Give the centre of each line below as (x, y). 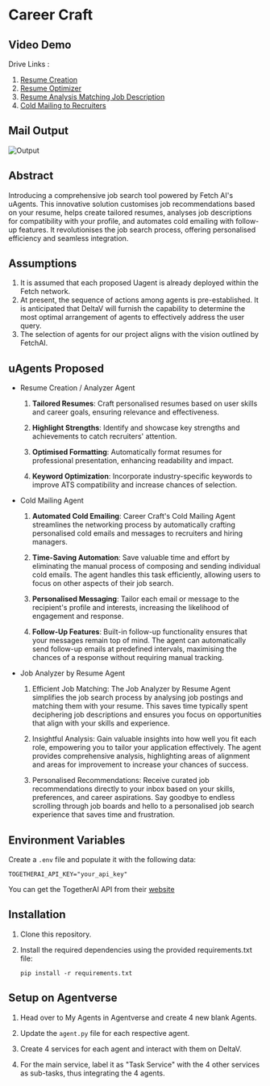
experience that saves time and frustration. (103, 814)
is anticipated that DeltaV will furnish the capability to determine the (133, 309)
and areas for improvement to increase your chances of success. (140, 764)
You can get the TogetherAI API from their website (91, 890)
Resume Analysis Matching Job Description (92, 97)
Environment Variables (67, 840)
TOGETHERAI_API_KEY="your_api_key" (68, 874)
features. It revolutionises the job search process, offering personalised (137, 229)
